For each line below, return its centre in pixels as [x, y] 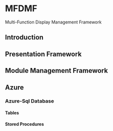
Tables [12, 113]
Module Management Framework [56, 71]
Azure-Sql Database [30, 101]
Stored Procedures [25, 124]
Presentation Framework [43, 54]
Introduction [24, 37]
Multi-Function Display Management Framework [53, 22]
